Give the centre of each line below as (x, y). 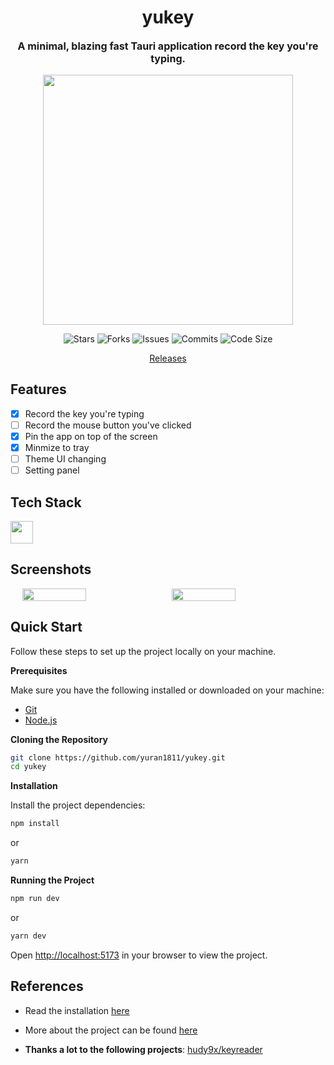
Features (38, 389)
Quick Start (46, 627)
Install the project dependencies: (78, 805)
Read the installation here (77, 1010)
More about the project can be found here (111, 1030)
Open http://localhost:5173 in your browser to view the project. (139, 955)
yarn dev (28, 936)
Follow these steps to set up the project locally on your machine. (143, 651)
